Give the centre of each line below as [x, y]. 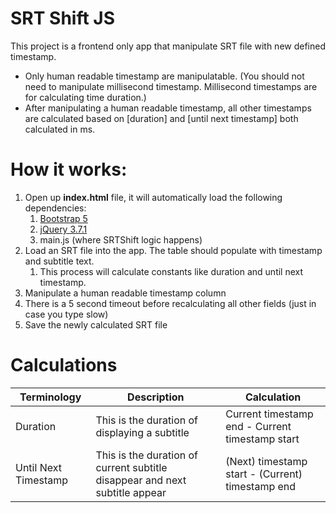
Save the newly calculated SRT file [96, 324]
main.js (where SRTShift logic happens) [121, 239]
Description [156, 397]
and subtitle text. [59, 261]
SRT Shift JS [63, 18]
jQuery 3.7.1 [63, 229]
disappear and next [141, 480]
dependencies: [55, 208]
